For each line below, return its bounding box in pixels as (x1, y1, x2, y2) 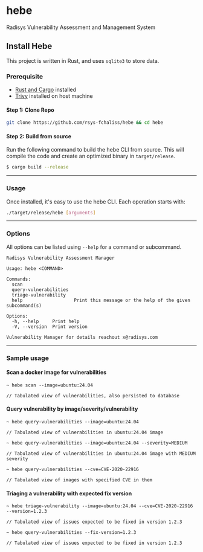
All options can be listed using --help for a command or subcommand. (6, 243, 182, 251)
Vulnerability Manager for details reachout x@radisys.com (6, 334, 158, 340)
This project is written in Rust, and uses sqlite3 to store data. (6, 57, 159, 64)
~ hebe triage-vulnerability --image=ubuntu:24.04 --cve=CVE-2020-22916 (6, 503, 193, 509)
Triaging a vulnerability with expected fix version (6, 490, 132, 497)
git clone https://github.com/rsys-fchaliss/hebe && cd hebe (6, 120, 164, 126)
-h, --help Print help (11, 318, 80, 324)
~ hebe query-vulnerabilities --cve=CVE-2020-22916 (6, 466, 139, 472)
